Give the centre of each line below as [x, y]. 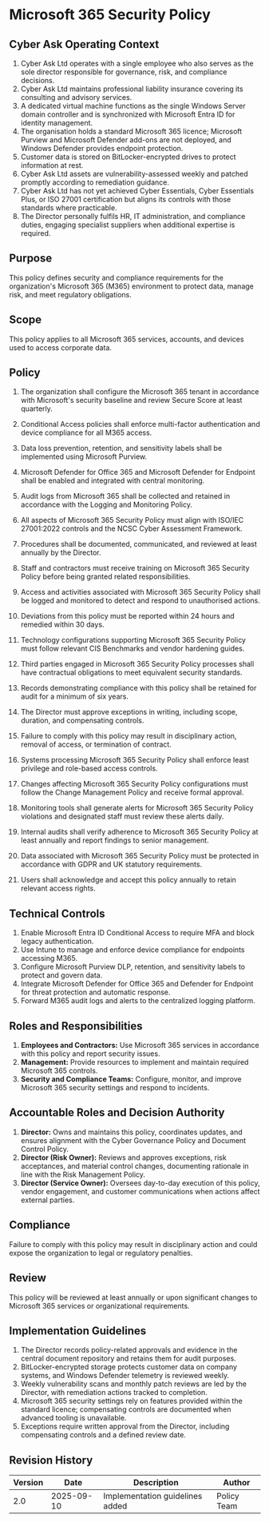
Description [156, 1483]
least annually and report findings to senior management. [115, 840]
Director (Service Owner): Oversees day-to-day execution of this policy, [140, 1183]
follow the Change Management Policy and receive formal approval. [132, 792]
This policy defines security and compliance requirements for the [117, 277]
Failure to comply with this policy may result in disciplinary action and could [133, 1244]
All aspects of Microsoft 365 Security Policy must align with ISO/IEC [132, 520]
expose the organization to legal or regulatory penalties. [101, 1253]
